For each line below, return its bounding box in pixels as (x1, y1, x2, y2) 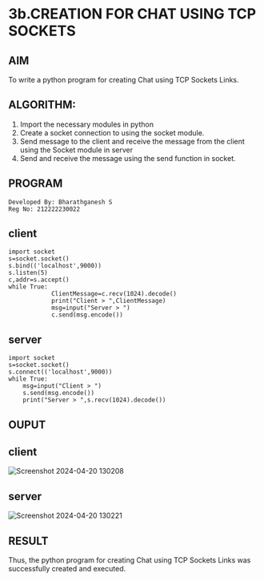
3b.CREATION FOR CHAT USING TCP (8, 5, 257, 23)
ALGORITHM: (8, 98, 76, 112)
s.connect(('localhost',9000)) (8, 368, 113, 377)
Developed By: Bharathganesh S (8, 198, 113, 206)
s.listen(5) (8, 269, 48, 277)
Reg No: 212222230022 (8, 205, 81, 213)
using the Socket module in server (19, 145, 134, 155)
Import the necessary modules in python (19, 119, 154, 129)
